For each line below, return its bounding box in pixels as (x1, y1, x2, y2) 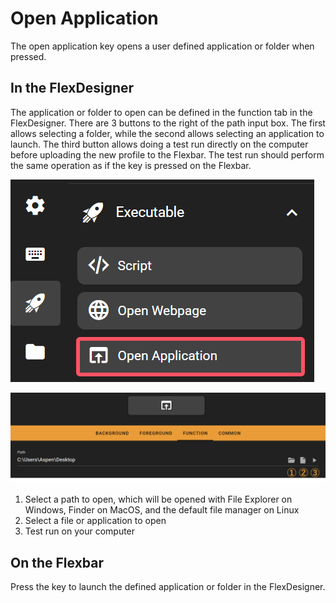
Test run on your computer (24, 525, 136, 537)
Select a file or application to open (24, 515, 167, 527)
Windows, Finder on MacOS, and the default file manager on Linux (24, 504, 300, 516)
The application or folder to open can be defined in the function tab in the (10, 106, 313, 118)
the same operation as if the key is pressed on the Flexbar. (10, 159, 252, 171)
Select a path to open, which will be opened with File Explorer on (24, 493, 293, 506)
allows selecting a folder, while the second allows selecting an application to (10, 127, 325, 139)
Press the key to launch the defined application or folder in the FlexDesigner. (10, 581, 326, 593)
